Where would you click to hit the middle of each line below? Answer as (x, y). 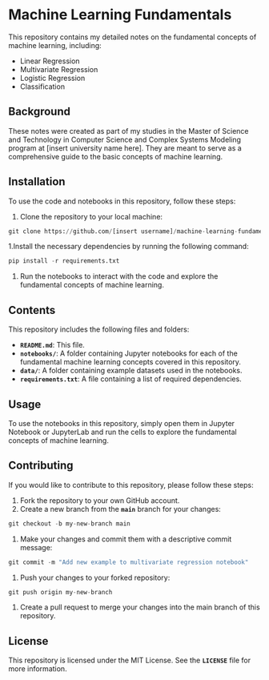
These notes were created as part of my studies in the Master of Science (128, 131)
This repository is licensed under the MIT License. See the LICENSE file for (129, 660)
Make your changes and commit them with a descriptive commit (126, 539)
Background (39, 112)
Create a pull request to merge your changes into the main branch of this (140, 607)
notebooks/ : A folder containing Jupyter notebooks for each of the (128, 353)
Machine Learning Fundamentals (120, 15)
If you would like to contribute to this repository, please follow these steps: (131, 485)
